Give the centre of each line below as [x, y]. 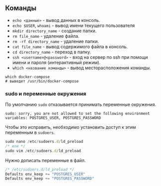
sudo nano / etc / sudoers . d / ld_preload [44, 142]
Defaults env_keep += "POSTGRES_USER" [45, 174]
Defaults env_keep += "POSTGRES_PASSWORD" [50, 179]
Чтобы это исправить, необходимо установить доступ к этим [71, 127]
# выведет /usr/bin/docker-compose [42, 81]
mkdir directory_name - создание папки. [54, 31]
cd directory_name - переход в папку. [51, 52]
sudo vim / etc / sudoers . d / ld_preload [43, 151]
